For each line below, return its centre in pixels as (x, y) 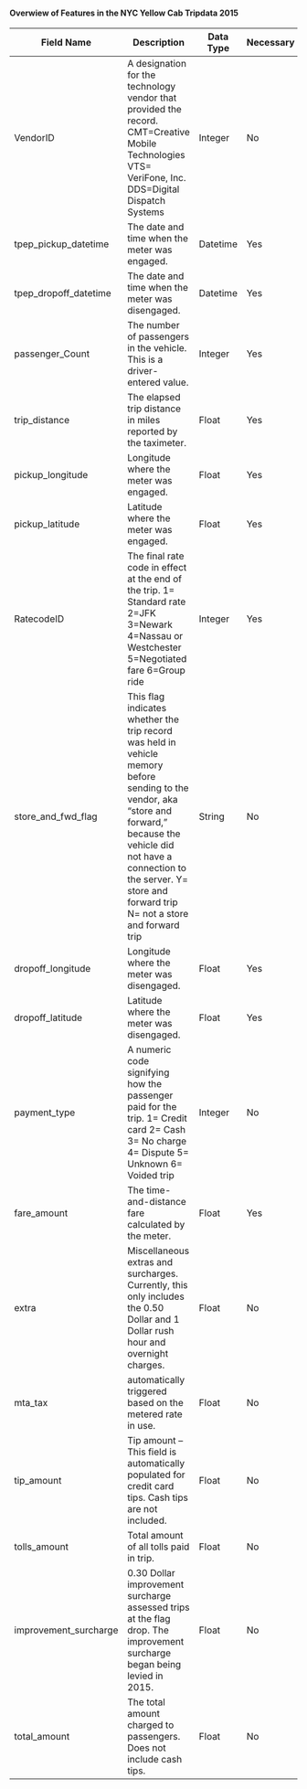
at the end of (155, 579)
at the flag (149, 1619)
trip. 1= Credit (157, 1118)
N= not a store (158, 914)
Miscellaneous (159, 1251)
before (142, 777)
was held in (152, 742)
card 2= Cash (156, 1130)
